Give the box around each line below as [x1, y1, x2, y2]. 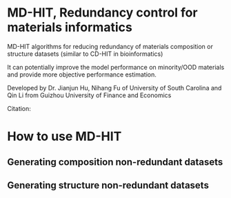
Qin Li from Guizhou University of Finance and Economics [7, 91, 172, 99]
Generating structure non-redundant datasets [7, 179, 209, 191]
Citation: [7, 104, 31, 112]
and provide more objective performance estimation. [7, 70, 157, 79]
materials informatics [7, 19, 132, 35]
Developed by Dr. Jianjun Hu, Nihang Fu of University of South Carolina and [7, 83, 222, 92]
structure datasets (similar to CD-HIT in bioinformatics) [7, 50, 163, 58]
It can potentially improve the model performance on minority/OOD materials [7, 63, 225, 71]
